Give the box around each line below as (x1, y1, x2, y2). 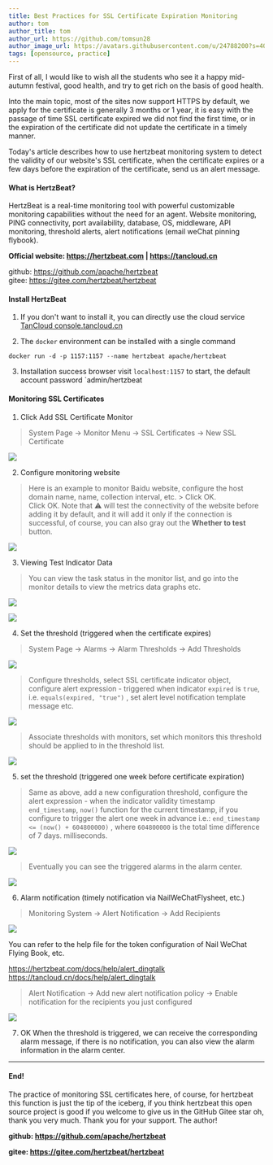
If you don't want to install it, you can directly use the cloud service (19, 312, 245, 322)
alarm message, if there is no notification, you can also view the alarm (19, 1036, 254, 1046)
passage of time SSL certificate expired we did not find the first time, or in (8, 114, 256, 123)
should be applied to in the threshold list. (28, 740, 165, 750)
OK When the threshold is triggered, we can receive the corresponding (19, 1028, 258, 1037)
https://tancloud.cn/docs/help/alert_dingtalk (8, 972, 156, 982)
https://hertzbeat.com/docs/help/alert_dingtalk (8, 963, 165, 973)
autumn (8, 81, 34, 90)
